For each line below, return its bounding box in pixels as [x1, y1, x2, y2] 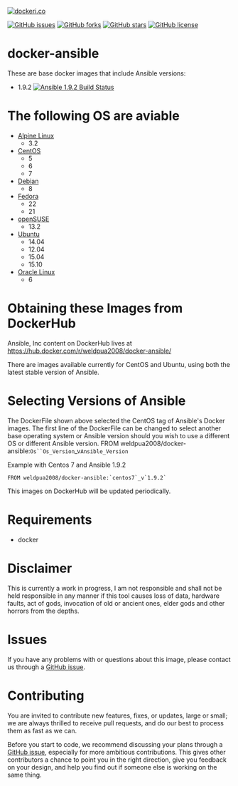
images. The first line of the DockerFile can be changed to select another [7, 424, 222, 433]
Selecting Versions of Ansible [7, 393, 186, 409]
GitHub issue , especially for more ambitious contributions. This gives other [7, 748, 226, 756]
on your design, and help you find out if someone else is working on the [7, 762, 217, 771]
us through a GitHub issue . [7, 663, 86, 671]
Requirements [7, 512, 92, 527]
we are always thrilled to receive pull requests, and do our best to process [7, 718, 224, 727]
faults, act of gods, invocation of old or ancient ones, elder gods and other [7, 599, 225, 607]
